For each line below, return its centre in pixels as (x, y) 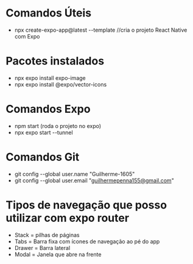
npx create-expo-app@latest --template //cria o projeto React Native (101, 30)
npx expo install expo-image (50, 78)
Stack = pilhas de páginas (47, 235)
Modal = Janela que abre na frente (58, 254)
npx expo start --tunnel (44, 132)
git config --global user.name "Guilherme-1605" (75, 174)
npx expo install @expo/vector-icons (61, 84)
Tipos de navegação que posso (86, 205)
